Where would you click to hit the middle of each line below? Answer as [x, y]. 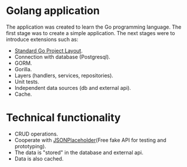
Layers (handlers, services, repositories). [64, 75]
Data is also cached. [39, 158]
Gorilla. [23, 69]
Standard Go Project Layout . [49, 50]
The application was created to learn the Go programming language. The [94, 27]
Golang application [53, 11]
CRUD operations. [36, 134]
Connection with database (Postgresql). [62, 57]
